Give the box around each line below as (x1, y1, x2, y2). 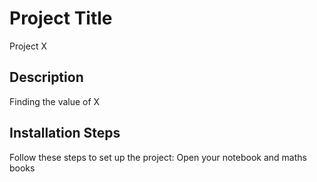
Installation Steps (9, 125, 121, 142)
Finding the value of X (9, 95, 101, 107)
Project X (9, 40, 47, 52)
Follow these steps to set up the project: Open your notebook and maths (9, 151, 307, 163)
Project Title (9, 7, 113, 30)
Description (9, 69, 84, 86)
